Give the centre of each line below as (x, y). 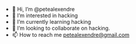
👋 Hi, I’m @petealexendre (43, 9)
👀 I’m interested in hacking (45, 15)
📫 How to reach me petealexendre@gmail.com (71, 35)
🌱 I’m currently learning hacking (51, 22)
